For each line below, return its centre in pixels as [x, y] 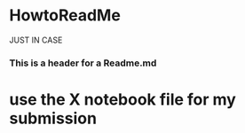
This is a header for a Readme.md [83, 63]
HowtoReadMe [65, 16]
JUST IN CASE [36, 40]
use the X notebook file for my [123, 100]
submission [53, 118]
